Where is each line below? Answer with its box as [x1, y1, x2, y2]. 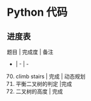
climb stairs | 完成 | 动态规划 [15, 73, 86, 80]
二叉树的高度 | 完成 [15, 88, 63, 95]
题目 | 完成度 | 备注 [7, 49, 54, 55]
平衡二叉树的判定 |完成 [15, 81, 72, 87]
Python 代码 [7, 5, 68, 19]
